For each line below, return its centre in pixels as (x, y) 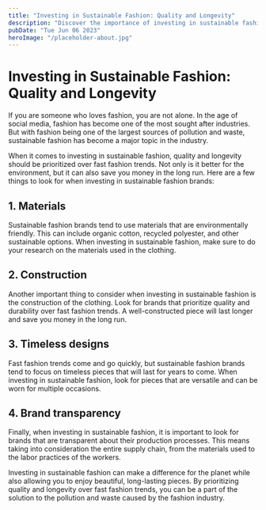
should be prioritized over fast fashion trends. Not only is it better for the (126, 164)
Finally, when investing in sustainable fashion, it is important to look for (123, 433)
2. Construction (47, 275)
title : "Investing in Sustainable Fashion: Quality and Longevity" (122, 15)
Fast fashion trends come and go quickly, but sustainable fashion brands (127, 363)
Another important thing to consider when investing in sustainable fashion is (132, 294)
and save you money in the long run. (68, 319)
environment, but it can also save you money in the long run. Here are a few (132, 173)
